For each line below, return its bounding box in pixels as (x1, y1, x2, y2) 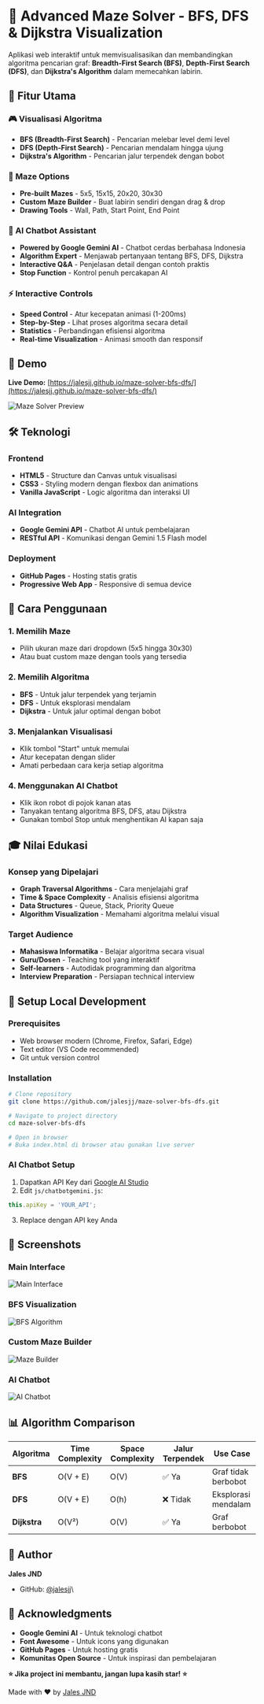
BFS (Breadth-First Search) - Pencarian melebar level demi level (19, 134, 230, 144)
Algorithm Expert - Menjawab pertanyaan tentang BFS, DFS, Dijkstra (19, 251, 244, 261)
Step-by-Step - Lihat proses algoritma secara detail (19, 317, 189, 327)
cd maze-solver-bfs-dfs (8, 1119, 86, 1127)
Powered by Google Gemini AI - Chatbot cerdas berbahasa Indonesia (19, 243, 246, 253)
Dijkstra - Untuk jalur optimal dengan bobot (19, 706, 161, 716)
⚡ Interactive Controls (8, 288, 93, 299)
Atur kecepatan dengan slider (19, 752, 116, 761)
